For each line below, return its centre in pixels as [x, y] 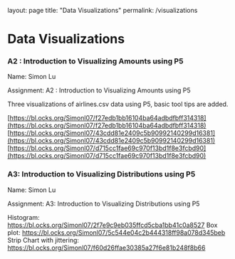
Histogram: [24, 217]
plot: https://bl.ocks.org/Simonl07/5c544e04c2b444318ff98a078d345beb [116, 232]
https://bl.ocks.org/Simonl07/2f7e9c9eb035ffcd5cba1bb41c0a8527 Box [113, 225]
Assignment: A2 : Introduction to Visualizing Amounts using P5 [99, 90]
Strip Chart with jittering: [43, 240]
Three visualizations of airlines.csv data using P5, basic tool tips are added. [118, 104]
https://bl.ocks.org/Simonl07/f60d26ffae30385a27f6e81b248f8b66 [106, 248]
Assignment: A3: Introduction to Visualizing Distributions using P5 [104, 203]
